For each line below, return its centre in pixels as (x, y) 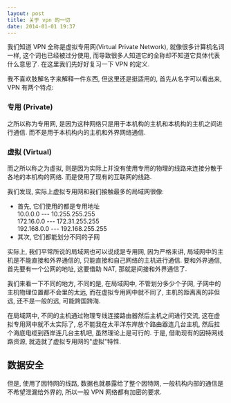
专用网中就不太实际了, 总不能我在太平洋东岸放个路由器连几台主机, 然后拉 (116, 324)
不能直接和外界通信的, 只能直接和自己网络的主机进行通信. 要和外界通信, (120, 260)
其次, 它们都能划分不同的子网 (58, 236)
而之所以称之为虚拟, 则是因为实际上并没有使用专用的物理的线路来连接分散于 (115, 168)
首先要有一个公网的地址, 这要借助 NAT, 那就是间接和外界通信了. (97, 269)
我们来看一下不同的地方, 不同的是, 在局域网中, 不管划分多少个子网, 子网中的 (114, 283)
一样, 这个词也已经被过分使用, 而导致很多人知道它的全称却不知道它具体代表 (113, 55)
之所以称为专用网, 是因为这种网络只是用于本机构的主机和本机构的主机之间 (112, 123)
